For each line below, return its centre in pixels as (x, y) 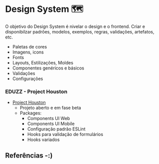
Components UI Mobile (51, 124)
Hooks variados (43, 139)
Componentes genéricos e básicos (48, 68)
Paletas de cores (30, 46)
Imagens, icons (28, 52)
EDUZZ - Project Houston (36, 91)
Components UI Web (49, 118)
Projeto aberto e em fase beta (50, 108)
